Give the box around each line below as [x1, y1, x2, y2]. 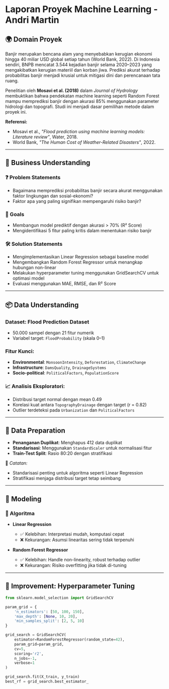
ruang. [5, 78, 19, 84]
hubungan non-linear [12, 264, 56, 271]
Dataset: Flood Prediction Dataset [5, 318, 90, 325]
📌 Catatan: [5, 460, 28, 466]
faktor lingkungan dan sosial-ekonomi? [12, 193, 94, 199]
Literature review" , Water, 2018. [12, 134, 78, 140]
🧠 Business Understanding [5, 158, 91, 167]
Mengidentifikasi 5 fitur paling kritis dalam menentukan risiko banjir [12, 227, 152, 233]
